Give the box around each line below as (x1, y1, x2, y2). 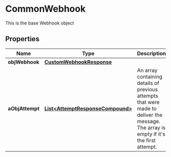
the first (137, 137, 156, 144)
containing (137, 73, 163, 80)
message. (137, 118, 160, 125)
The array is (137, 124, 166, 131)
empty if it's (137, 130, 165, 138)
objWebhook (8, 58, 40, 65)
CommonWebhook (5, 3, 86, 15)
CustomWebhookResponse (44, 58, 112, 65)
